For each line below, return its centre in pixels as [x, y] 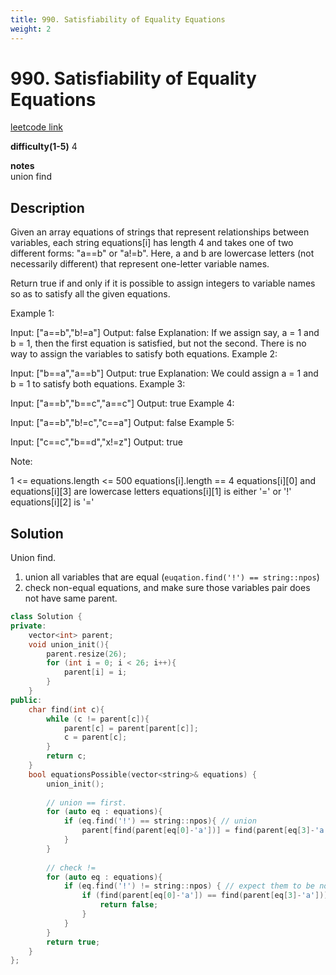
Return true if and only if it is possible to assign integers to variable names [163, 283]
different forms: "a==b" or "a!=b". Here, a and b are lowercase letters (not [162, 253]
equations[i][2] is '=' [52, 502]
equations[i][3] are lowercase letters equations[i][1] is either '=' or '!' [151, 492]
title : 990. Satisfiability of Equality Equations [118, 19]
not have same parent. [71, 598]
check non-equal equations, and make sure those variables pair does [167, 588]
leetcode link [36, 127]
